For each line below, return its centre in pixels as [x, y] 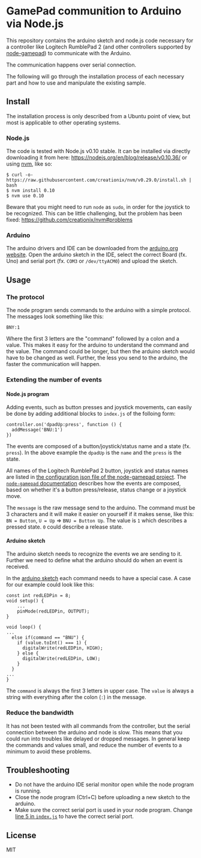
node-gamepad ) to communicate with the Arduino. [69, 53]
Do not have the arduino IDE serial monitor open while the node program [104, 785]
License [21, 835]
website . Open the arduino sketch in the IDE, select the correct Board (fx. [97, 255]
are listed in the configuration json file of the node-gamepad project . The [96, 477]
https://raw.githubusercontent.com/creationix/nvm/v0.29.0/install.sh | [99, 180]
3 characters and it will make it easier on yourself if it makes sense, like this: [100, 514]
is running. [28, 791]
